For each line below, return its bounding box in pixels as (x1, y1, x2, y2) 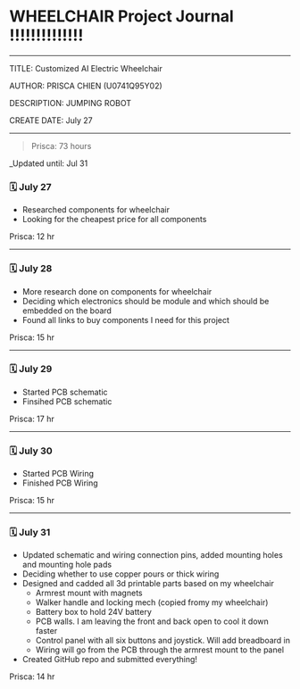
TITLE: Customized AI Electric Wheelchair (9, 62, 162, 73)
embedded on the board (21, 305, 112, 316)
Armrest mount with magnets (35, 587, 143, 599)
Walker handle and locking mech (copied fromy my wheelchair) (35, 597, 269, 608)
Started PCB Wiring (21, 469, 94, 479)
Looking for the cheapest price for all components (21, 214, 207, 225)
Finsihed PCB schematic (21, 395, 112, 407)
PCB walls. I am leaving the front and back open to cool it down (35, 616, 270, 627)
